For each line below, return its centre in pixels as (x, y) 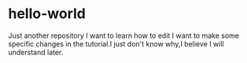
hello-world (47, 14)
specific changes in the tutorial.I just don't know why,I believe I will (116, 43)
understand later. (36, 52)
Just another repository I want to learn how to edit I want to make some (124, 35)
